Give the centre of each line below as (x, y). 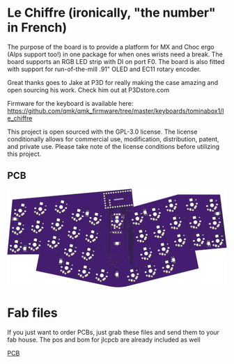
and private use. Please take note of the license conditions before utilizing (113, 146)
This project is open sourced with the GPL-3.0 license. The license (102, 132)
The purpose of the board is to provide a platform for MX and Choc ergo (111, 47)
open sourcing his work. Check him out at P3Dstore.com (88, 90)
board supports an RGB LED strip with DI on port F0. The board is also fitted (116, 61)
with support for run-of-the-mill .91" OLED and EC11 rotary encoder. (104, 69)
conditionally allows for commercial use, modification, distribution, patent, (113, 139)
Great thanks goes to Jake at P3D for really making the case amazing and (113, 82)
